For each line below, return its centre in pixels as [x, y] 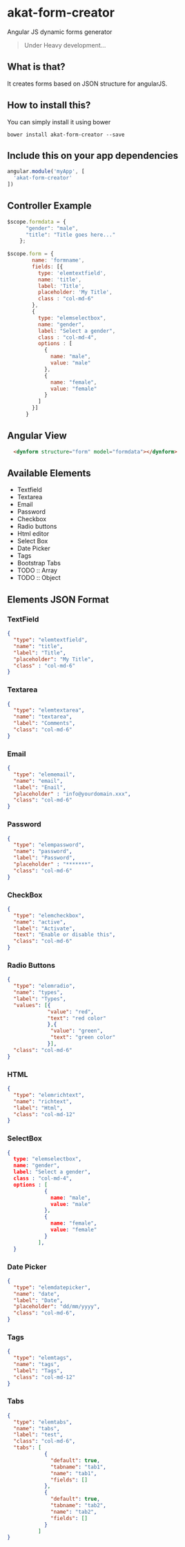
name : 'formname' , [58, 260]
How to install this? [49, 105]
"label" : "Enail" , [40, 787]
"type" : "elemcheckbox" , [49, 915]
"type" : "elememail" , [45, 775]
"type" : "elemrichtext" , [49, 1095]
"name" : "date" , [37, 1294]
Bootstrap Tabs [39, 563]
